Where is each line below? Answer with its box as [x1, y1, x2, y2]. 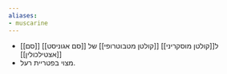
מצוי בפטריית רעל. [19, 57, 76, 68]
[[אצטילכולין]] [19, 49, 63, 59]
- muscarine [8, 19, 48, 27]
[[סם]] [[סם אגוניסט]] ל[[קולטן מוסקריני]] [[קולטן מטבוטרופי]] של [19, 41, 219, 50]
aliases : [8, 11, 38, 20]
